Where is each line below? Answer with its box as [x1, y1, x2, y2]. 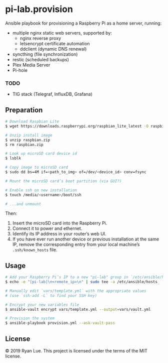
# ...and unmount [5, 201, 41, 206]
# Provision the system [5, 316, 55, 321]
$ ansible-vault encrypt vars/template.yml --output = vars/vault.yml [5, 307, 151, 312]
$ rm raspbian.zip [5, 142, 43, 147]
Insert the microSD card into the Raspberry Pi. [12, 220, 107, 226]
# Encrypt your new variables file [5, 302, 79, 307]
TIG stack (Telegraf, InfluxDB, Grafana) [12, 91, 92, 97]
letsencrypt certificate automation [19, 40, 90, 46]
